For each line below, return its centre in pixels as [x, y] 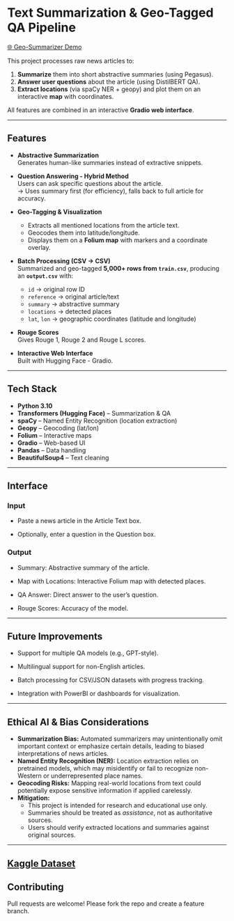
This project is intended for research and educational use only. [117, 805]
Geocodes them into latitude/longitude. [84, 233]
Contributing [36, 887]
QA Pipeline [42, 27]
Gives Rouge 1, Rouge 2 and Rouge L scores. [81, 340]
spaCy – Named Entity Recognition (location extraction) [97, 420]
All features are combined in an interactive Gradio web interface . [101, 110]
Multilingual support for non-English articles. [81, 667]
